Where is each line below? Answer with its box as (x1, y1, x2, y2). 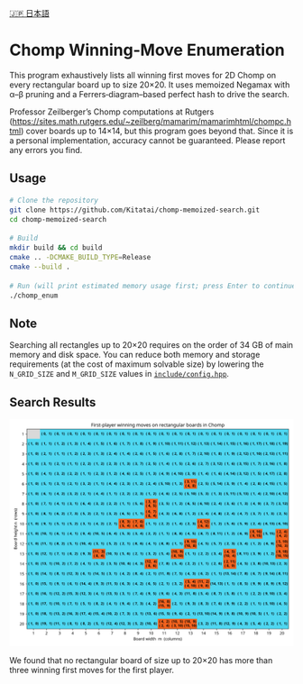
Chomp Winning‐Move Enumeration (9, 40, 286, 60)
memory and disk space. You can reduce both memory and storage (9, 350, 261, 360)
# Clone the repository (9, 196, 99, 205)
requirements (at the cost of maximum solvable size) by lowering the (9, 359, 264, 369)
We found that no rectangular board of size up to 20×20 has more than (9, 655, 273, 666)
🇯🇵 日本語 (9, 8, 50, 18)
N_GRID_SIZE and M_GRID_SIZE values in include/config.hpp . (9, 369, 230, 379)
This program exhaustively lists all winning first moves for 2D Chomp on (9, 69, 277, 80)
